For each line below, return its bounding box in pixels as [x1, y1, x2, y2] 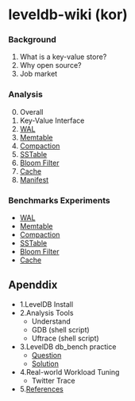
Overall [19, 107, 44, 116]
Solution [31, 359, 60, 368]
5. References [19, 384, 64, 394]
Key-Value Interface [19, 116, 85, 125]
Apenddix [8, 278, 58, 292]
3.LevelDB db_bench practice [19, 341, 117, 352]
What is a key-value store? [19, 52, 107, 61]
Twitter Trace [31, 375, 75, 385]
